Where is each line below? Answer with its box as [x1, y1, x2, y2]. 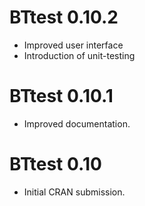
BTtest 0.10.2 [9, 6, 119, 29]
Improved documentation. [23, 117, 131, 130]
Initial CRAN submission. [23, 186, 126, 198]
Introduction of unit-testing [23, 49, 136, 61]
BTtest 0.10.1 [9, 85, 114, 108]
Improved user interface [23, 39, 124, 51]
